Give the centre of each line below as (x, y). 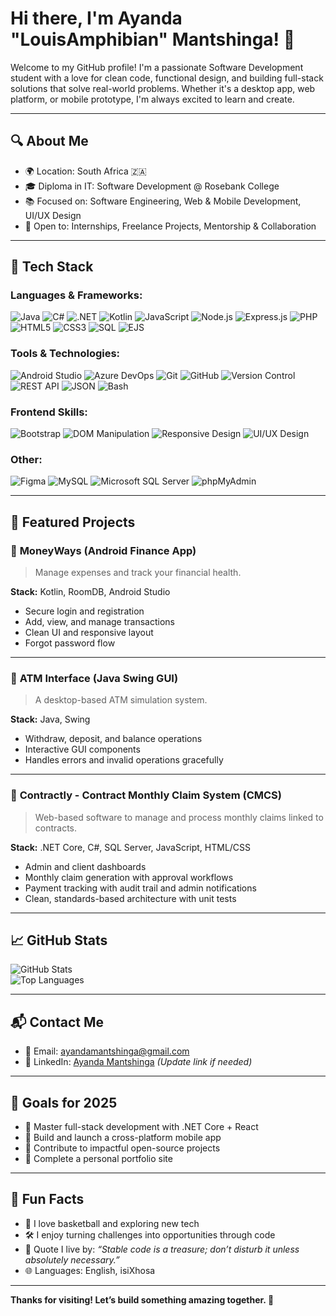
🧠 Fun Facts (47, 1199)
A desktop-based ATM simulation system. (121, 700)
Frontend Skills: (49, 412)
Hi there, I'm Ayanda (96, 18)
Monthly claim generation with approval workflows (129, 877)
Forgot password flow (70, 643)
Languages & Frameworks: (76, 295)
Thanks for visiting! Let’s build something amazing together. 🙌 (142, 1299)
